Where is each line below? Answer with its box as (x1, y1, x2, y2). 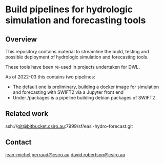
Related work (5, 109, 49, 118)
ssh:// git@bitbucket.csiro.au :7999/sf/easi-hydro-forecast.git (5, 123, 133, 129)
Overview (5, 35, 37, 44)
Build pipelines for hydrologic (5, 4, 133, 15)
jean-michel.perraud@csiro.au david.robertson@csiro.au (5, 151, 126, 157)
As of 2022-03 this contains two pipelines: (5, 74, 96, 80)
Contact (5, 138, 32, 147)
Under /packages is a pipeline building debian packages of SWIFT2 (12, 95, 155, 100)
